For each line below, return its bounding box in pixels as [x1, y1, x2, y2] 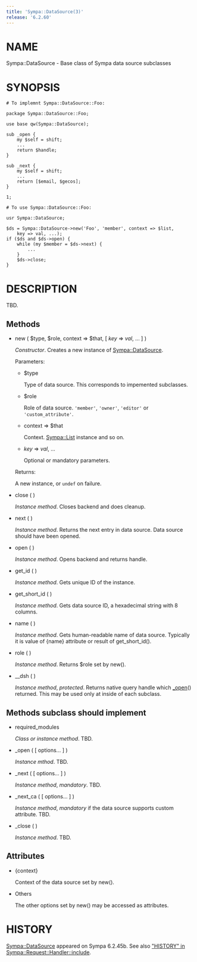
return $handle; [17, 147, 58, 153]
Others [14, 890, 32, 897]
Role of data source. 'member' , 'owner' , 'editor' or [23, 404, 149, 412]
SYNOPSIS [6, 81, 61, 94]
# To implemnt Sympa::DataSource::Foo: [6, 100, 105, 106]
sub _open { [6, 132, 36, 138]
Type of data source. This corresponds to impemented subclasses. [23, 381, 189, 388]
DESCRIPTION [6, 282, 77, 295]
